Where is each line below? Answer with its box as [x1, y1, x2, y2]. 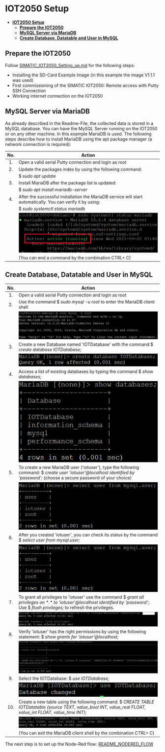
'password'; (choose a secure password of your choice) [19, 475, 132, 481]
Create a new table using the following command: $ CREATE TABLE [19, 699, 155, 705]
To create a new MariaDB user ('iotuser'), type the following [19, 465, 139, 470]
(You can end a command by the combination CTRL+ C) [19, 254, 131, 260]
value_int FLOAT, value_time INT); [19, 710, 87, 716]
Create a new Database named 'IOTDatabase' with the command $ [19, 341, 154, 347]
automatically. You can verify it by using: [19, 199, 100, 205]
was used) [12, 77, 33, 83]
